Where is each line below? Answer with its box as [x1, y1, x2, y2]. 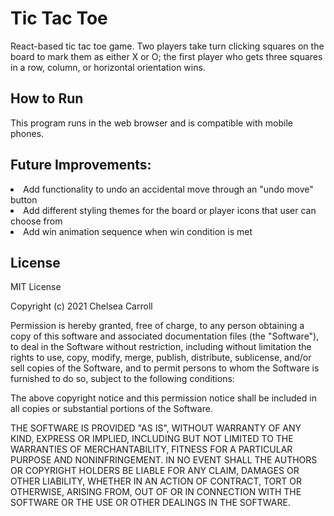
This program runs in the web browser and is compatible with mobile [10, 117, 293, 129]
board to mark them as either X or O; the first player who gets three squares [10, 50, 323, 62]
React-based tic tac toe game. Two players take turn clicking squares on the [10, 40, 325, 52]
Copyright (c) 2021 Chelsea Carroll [10, 300, 153, 312]
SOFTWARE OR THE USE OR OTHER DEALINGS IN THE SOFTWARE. [10, 497, 291, 509]
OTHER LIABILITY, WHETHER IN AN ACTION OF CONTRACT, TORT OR [10, 475, 302, 487]
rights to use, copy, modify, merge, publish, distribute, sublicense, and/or [10, 352, 312, 364]
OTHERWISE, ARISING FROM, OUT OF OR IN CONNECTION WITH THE [10, 486, 302, 498]
